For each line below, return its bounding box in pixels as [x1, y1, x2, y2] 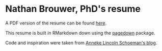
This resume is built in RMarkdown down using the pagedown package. [5, 30, 155, 36]
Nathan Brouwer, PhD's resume [5, 3, 141, 15]
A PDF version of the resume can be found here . [5, 20, 107, 26]
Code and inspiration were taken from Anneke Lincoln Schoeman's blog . [5, 39, 157, 46]
